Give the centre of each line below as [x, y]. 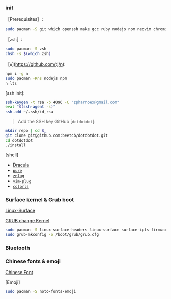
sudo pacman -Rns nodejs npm [36, 78]
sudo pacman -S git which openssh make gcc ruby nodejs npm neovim [78, 29]
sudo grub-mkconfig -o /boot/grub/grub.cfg [52, 234]
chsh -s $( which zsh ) [28, 54]
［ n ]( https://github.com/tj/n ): [35, 64]
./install [16, 145]
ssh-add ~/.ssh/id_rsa [29, 112]
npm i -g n [17, 74]
